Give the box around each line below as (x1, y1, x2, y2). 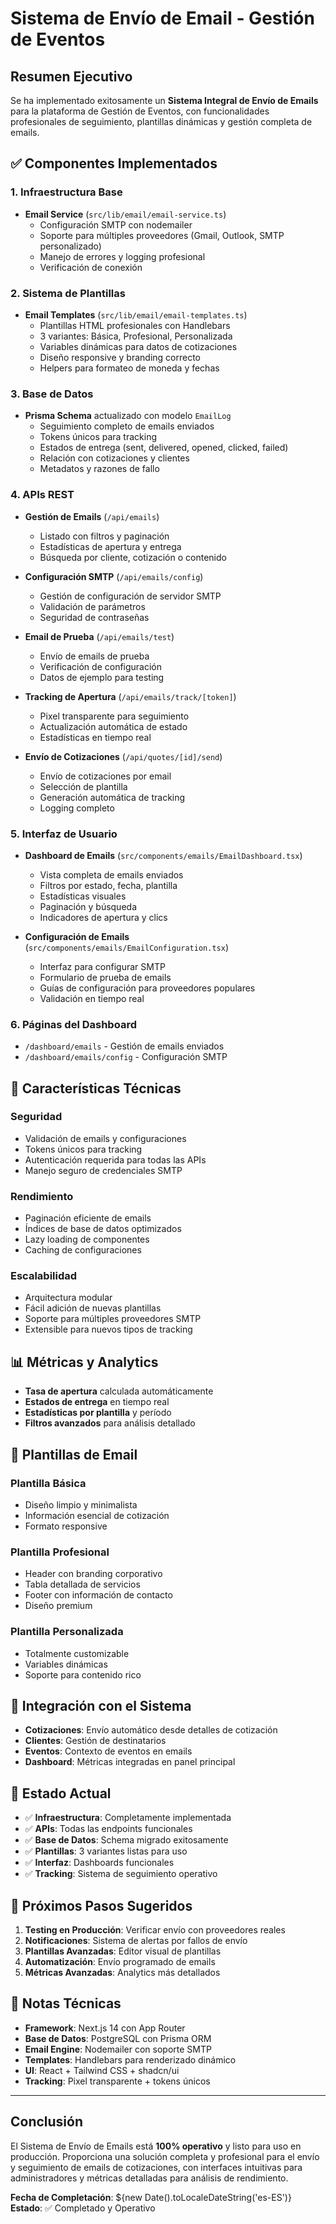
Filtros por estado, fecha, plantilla (39, 879, 178, 891)
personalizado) (39, 240, 102, 252)
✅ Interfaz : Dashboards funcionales (24, 1857, 175, 1869)
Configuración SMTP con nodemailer (39, 218, 193, 231)
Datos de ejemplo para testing (39, 671, 165, 683)
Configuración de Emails (24, 930, 130, 942)
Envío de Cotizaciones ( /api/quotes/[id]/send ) (24, 750, 223, 762)
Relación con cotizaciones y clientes (39, 452, 190, 464)
